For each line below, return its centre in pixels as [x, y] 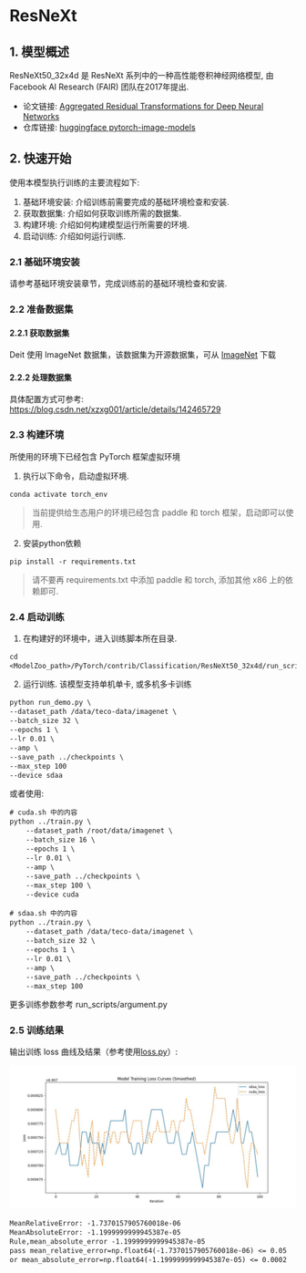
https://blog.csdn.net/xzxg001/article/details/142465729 [115, 409]
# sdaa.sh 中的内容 [44, 914]
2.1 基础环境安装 [45, 262]
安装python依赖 [52, 543]
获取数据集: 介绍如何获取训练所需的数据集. [102, 213]
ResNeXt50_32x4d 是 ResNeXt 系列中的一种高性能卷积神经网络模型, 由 [142, 75]
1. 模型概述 [40, 52]
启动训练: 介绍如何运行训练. [74, 236]
